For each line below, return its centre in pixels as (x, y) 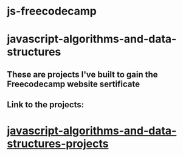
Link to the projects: (46, 105)
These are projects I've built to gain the (82, 74)
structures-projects (58, 144)
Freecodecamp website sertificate (74, 84)
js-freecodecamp (52, 11)
